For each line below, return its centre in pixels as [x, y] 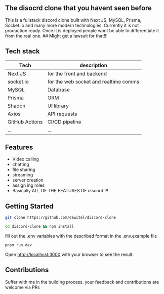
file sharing [24, 169]
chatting [21, 165]
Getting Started [29, 206]
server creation [28, 180]
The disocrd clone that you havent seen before [79, 8]
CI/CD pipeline [64, 122]
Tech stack [22, 51]
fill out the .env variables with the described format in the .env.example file [81, 236]
